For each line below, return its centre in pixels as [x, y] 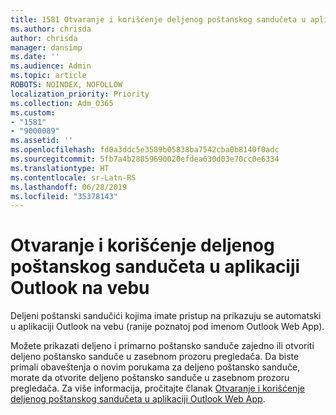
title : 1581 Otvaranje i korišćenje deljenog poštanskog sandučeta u [158, 19]
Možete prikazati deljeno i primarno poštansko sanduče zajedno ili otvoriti [162, 346]
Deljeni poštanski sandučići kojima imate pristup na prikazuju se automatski [166, 316]
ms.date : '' [35, 57]
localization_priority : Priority [80, 94]
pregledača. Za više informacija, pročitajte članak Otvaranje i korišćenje [157, 388]
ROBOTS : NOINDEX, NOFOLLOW [66, 85]
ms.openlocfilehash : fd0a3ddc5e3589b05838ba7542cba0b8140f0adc [145, 150]
